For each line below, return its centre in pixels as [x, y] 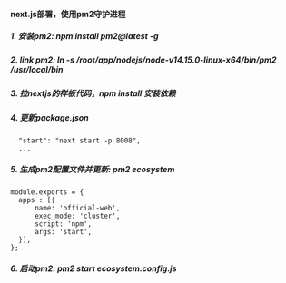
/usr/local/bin [37, 69]
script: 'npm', [63, 224]
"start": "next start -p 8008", [80, 141]
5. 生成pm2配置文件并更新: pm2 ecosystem [93, 170]
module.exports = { [47, 192]
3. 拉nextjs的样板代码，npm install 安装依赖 [93, 93]
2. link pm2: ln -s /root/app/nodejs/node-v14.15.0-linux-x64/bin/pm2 [143, 60]
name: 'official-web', [77, 208]
